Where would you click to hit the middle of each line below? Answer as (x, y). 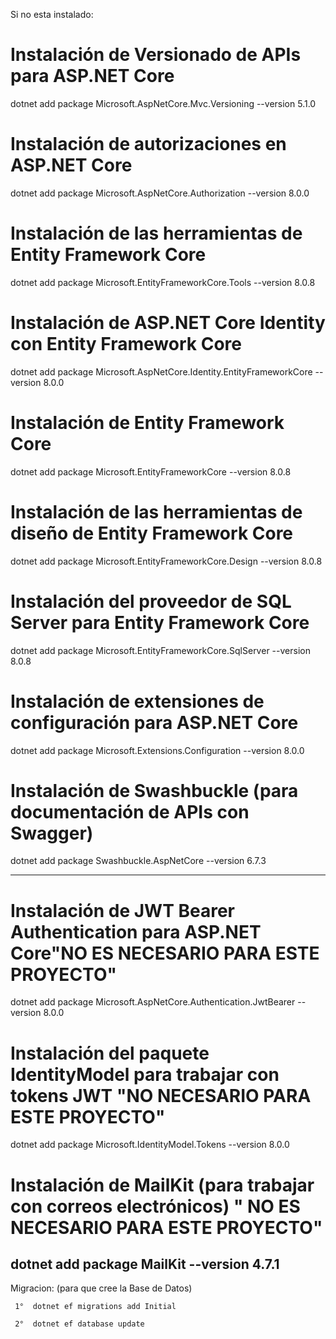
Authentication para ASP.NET (136, 931)
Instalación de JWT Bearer (122, 910)
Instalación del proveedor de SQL (151, 601)
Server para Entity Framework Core (160, 622)
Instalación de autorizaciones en (148, 144)
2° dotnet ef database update (79, 1324)
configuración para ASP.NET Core (154, 722)
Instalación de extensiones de (137, 701)
